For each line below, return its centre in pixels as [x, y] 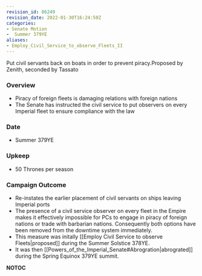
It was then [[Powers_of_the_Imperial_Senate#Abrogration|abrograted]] [104, 250]
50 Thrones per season [44, 169]
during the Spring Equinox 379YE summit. [67, 256]
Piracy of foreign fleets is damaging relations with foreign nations [96, 98]
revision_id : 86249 [31, 12]
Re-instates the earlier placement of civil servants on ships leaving [98, 198]
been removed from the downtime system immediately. [84, 231]
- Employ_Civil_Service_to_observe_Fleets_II [64, 46]
